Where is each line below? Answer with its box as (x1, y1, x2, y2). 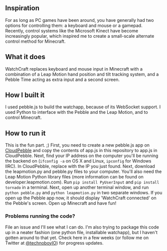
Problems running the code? (5, 213, 76, 220)
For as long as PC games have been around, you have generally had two (5, 17, 154, 23)
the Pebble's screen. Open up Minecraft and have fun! (5, 200, 117, 206)
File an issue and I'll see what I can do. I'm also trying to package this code (5, 224, 160, 230)
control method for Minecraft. (5, 38, 66, 44)
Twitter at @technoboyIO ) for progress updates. (5, 240, 104, 246)
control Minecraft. (5, 114, 42, 121)
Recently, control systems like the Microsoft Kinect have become (5, 27, 139, 34)
